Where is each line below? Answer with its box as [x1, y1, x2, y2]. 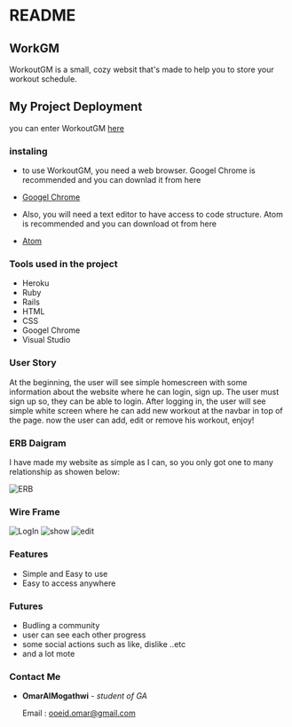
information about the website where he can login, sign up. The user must [9, 386, 280, 397]
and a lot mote [21, 648, 75, 659]
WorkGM [9, 41, 60, 56]
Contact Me [9, 670, 61, 683]
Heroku [21, 278, 50, 288]
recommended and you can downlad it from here [21, 175, 201, 186]
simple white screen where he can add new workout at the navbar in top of [9, 405, 284, 415]
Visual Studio [21, 335, 71, 345]
